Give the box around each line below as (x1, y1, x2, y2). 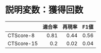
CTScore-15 (7, 40, 38, 47)
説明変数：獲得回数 (5, 4, 84, 16)
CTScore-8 (7, 32, 35, 39)
